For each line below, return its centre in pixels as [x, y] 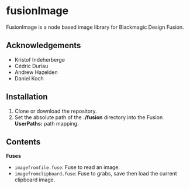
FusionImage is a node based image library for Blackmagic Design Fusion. [95, 27]
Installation [27, 97]
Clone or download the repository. [56, 111]
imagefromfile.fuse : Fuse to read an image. [67, 167]
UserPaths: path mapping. [46, 123]
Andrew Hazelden [36, 72]
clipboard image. [35, 180]
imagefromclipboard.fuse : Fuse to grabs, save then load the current [96, 174]
